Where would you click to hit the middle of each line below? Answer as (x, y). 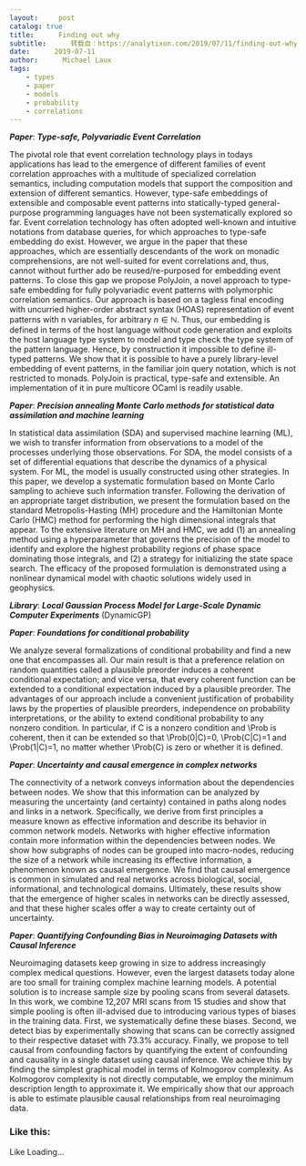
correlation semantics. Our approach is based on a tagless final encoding (147, 300)
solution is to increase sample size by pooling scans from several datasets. (150, 992)
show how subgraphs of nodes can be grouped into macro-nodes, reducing (152, 850)
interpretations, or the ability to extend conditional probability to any (137, 718)
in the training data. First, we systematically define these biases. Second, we (153, 1021)
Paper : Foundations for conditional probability (99, 633)
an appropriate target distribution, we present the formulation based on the (150, 501)
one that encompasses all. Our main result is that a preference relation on (147, 660)
